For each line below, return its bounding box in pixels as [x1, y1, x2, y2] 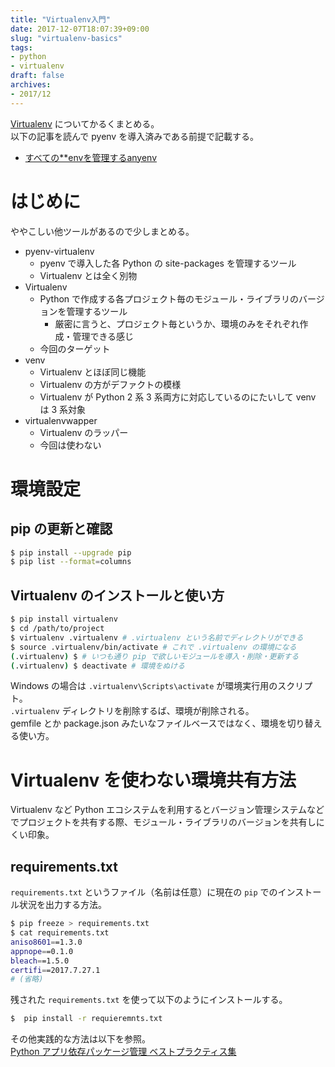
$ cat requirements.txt [10, 928, 110, 938]
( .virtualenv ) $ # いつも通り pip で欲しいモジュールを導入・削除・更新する [10, 651, 300, 661]
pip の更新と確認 [10, 521, 113, 538]
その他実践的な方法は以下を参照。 [10, 1033, 151, 1045]
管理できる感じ [72, 330, 135, 342]
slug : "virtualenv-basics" [10, 33, 123, 43]
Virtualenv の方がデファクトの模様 [39, 378, 182, 390]
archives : [10, 80, 52, 90]
